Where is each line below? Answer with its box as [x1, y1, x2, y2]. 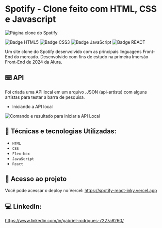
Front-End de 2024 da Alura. [5, 59, 62, 65]
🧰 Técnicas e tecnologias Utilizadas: [5, 127, 117, 136]
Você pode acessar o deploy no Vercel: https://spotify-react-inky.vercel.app [5, 188, 157, 193]
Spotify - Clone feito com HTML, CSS [5, 3, 157, 15]
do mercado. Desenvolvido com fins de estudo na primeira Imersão [14, 53, 149, 59]
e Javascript [5, 14, 56, 25]
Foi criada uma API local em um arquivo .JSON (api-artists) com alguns [5, 89, 147, 95]
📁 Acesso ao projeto [5, 175, 67, 183]
